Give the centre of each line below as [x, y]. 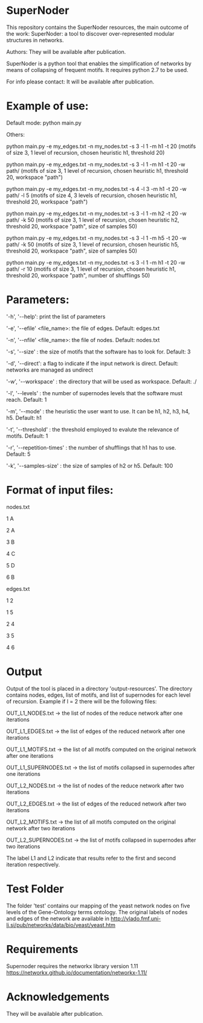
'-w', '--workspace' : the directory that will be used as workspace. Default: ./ [101, 381]
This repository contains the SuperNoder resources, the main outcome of [98, 27]
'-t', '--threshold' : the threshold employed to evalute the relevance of [93, 429]
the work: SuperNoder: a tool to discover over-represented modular [90, 33]
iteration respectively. [33, 864]
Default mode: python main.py [44, 123]
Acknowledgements [58, 997]
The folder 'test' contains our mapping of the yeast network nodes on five [98, 905]
